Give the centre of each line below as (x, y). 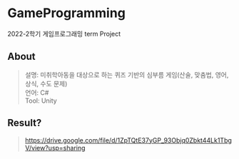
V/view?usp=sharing (55, 148)
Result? (25, 123)
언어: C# (37, 92)
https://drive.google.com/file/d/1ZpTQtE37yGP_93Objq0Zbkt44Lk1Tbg (128, 140)
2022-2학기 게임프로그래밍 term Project (64, 34)
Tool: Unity (41, 101)
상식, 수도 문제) (46, 83)
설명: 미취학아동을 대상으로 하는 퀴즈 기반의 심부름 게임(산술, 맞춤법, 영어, (127, 75)
